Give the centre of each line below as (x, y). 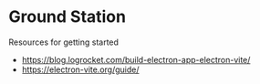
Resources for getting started (64, 42)
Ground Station (68, 17)
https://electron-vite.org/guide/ (80, 69)
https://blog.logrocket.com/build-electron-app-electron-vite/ (136, 59)
